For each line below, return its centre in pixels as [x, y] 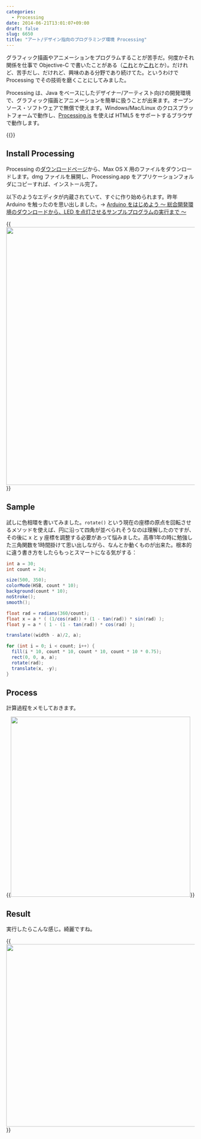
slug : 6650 [20, 34]
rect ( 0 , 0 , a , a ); [35, 657]
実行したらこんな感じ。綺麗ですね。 [51, 929]
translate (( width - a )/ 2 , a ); [44, 635]
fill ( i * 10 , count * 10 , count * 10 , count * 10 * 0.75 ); [87, 652]
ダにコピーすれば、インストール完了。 [53, 184]
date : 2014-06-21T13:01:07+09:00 [48, 23]
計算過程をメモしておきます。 [42, 708]
